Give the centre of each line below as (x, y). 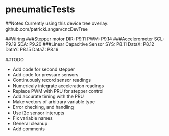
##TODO (15, 59)
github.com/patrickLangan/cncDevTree (47, 29)
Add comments (29, 129)
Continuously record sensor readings (52, 80)
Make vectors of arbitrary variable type (54, 102)
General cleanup (30, 123)
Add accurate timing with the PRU (48, 96)
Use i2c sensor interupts (39, 113)
